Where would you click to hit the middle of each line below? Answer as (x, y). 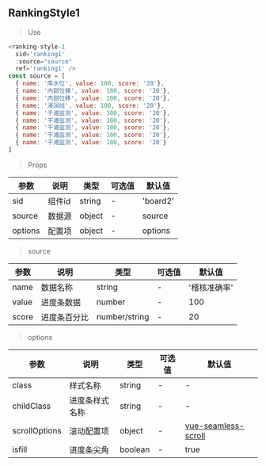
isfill (20, 449)
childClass (32, 406)
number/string (123, 316)
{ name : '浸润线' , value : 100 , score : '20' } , (90, 105)
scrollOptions (37, 430)
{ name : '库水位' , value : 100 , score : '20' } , (90, 84)
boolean (135, 449)
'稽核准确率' (211, 287)
